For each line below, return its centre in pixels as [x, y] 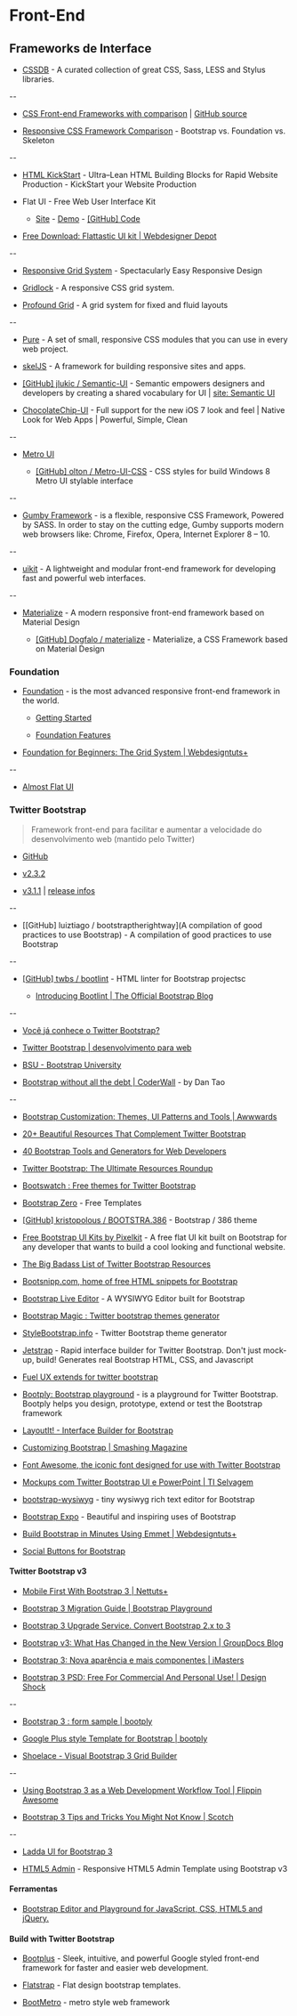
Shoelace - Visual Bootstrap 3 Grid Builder [100, 1755]
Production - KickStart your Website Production [109, 184]
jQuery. [36, 1918]
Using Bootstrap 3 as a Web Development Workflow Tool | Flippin [142, 1790]
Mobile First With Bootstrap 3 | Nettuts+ [95, 1591]
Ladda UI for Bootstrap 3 [67, 1851]
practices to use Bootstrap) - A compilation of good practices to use [147, 935]
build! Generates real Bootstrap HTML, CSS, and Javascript [144, 1359]
